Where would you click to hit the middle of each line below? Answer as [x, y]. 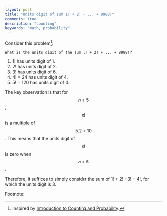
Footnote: [15, 194]
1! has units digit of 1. [34, 61]
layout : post [19, 10]
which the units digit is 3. [31, 184]
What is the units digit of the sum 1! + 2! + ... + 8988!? [69, 52]
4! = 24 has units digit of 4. [40, 77]
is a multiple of [20, 123]
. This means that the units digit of [40, 138]
